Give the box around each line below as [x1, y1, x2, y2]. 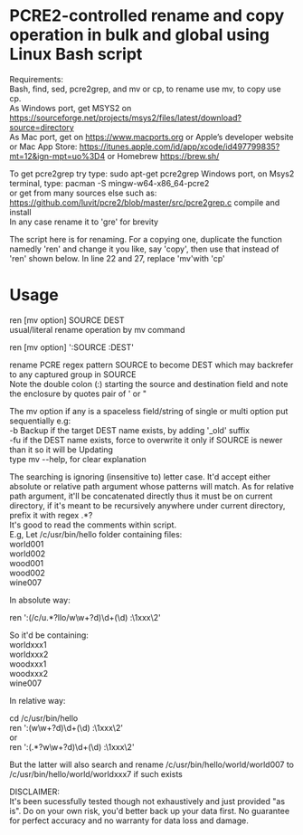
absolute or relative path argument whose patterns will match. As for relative [9, 480, 294, 491]
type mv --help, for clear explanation [9, 453, 147, 464]
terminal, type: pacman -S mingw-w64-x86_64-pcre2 [9, 177, 210, 188]
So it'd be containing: [9, 630, 89, 640]
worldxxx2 [9, 649, 49, 659]
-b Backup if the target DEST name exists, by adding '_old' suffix [9, 424, 251, 435]
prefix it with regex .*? [9, 509, 93, 520]
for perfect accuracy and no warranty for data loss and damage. [9, 815, 249, 826]
